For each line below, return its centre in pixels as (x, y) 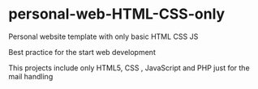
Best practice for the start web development (82, 52)
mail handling (31, 76)
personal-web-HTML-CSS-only (117, 14)
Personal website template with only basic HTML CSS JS (103, 36)
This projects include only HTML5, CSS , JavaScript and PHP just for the (129, 68)
